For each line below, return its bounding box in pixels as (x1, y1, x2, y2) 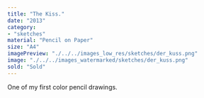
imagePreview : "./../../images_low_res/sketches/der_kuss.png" (7, 50, 198, 58)
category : (7, 23, 37, 31)
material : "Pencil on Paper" (7, 37, 93, 44)
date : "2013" (7, 17, 46, 24)
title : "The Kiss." (7, 10, 65, 18)
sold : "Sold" (7, 63, 46, 70)
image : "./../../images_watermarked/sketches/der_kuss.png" (7, 57, 189, 64)
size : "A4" (7, 43, 40, 50)
